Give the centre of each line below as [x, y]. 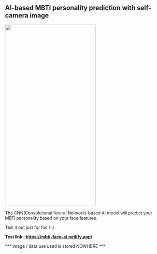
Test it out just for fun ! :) [29, 227]
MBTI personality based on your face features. [51, 218]
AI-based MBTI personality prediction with [70, 8]
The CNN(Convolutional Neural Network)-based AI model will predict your [79, 213]
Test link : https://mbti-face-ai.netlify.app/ [49, 237]
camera [17, 16]
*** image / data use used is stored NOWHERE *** [55, 246]
